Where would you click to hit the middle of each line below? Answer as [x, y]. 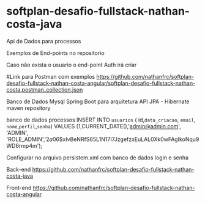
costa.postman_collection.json [45, 89]
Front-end [19, 188]
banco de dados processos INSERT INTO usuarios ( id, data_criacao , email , [101, 120]
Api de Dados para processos [44, 41]
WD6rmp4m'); [24, 145]
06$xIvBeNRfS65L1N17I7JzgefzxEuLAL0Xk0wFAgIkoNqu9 [126, 139]
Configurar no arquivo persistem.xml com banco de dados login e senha [97, 158]
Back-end [19, 169]
